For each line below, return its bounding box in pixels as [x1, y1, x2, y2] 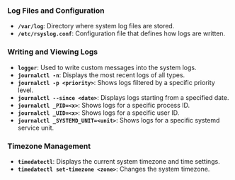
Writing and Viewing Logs [7, 47, 98, 57]
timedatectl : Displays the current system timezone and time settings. [17, 157, 221, 165]
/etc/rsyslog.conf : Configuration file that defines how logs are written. [17, 29, 226, 38]
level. [17, 86, 34, 94]
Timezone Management [7, 141, 91, 151]
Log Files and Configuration [7, 6, 105, 16]
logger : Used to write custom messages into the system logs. [17, 63, 197, 72]
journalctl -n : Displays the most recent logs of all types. [17, 70, 185, 79]
